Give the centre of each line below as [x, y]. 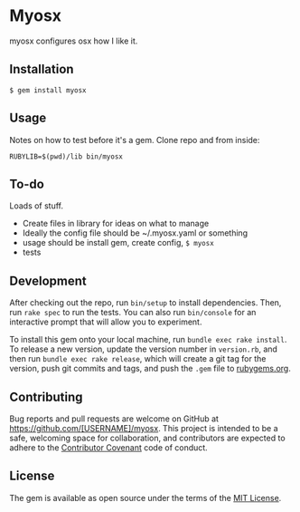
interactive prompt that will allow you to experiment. [106, 322]
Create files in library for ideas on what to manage [116, 224]
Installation [42, 69]
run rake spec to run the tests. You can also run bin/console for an [133, 313]
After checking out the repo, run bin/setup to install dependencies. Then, [145, 303]
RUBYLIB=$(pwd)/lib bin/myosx [66, 156]
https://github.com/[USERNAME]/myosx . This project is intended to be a [144, 428]
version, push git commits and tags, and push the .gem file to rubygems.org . [150, 369]
